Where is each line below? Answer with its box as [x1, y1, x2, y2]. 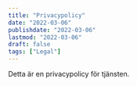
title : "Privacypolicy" [8, 11, 86, 20]
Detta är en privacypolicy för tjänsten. [8, 70, 130, 78]
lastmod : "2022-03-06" [8, 33, 82, 41]
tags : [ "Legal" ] [8, 48, 61, 56]
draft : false [8, 41, 51, 48]
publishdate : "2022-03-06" [8, 26, 96, 34]
